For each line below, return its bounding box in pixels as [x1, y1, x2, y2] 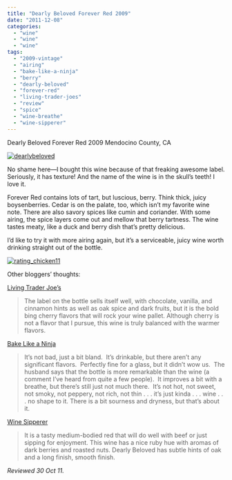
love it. [7, 180, 26, 188]
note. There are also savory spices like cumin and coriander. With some [7, 208, 211, 216]
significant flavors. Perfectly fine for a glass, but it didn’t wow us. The [23, 360, 225, 368]
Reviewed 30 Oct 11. [7, 466, 64, 474]
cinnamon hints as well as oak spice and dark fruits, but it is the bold [23, 304, 220, 312]
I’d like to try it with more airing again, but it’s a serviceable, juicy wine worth [7, 236, 224, 244]
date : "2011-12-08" [7, 17, 64, 23]
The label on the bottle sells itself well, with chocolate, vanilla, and [23, 296, 213, 305]
